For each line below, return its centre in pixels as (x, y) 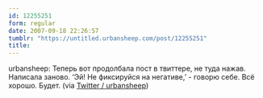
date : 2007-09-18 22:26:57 (54, 31)
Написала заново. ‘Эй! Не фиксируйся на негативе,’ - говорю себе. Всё (132, 77)
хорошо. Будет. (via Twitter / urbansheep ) (79, 86)
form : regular (32, 23)
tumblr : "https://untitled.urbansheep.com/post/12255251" (108, 38)
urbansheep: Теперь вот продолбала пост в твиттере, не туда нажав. (127, 68)
